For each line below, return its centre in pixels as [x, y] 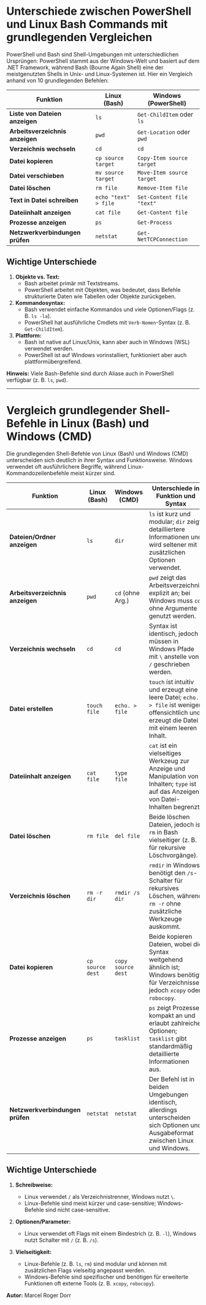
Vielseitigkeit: [33, 1252]
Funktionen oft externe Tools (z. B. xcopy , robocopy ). [90, 1283]
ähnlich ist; [164, 967]
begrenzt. [188, 807]
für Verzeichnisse [174, 982]
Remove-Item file [162, 188]
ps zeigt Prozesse [174, 1007]
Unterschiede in [176, 488]
